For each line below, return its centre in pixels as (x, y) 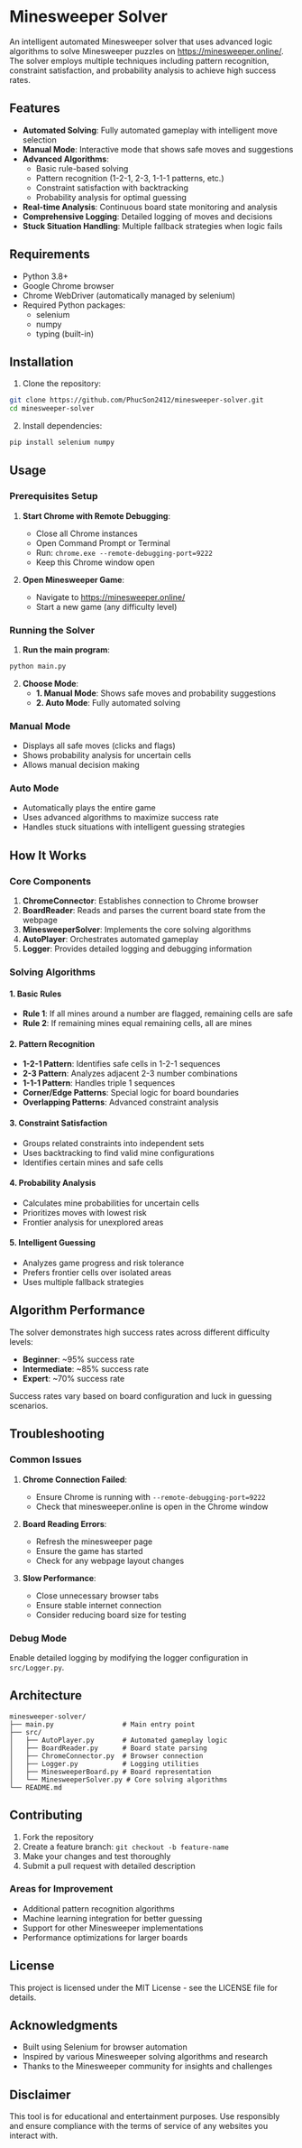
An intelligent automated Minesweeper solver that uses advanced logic (141, 42)
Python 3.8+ (46, 276)
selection (39, 139)
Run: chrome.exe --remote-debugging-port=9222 (124, 552)
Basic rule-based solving (82, 168)
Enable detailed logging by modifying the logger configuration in (129, 1657)
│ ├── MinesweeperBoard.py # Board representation (110, 1772)
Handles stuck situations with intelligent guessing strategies (133, 827)
